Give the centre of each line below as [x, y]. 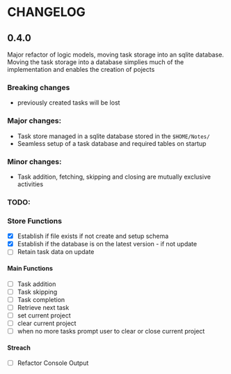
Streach [19, 347]
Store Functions [35, 220]
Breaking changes [39, 87]
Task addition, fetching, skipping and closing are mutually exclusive [114, 177]
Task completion [41, 299]
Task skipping [37, 292]
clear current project [47, 323]
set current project [44, 315]
